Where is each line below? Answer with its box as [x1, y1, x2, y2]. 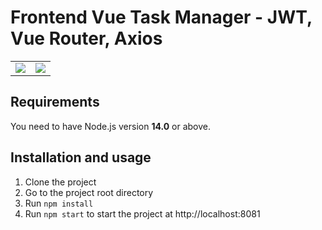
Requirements [10, 94, 100, 111]
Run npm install [24, 197, 94, 209]
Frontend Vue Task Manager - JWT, [10, 6, 313, 29]
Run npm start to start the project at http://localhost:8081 [24, 207, 261, 220]
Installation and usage [10, 149, 152, 166]
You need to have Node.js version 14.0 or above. [10, 120, 212, 132]
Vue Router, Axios [10, 27, 163, 50]
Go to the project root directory [24, 186, 154, 198]
